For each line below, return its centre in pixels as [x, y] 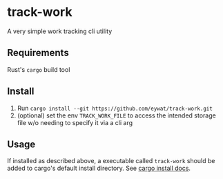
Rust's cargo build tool [39, 69]
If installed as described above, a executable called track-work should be [111, 161]
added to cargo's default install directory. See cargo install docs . [99, 168]
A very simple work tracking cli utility [60, 31]
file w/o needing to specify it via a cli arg [75, 122]
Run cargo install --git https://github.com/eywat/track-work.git [115, 108]
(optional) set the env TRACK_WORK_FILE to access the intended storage [116, 115]
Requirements [38, 53]
